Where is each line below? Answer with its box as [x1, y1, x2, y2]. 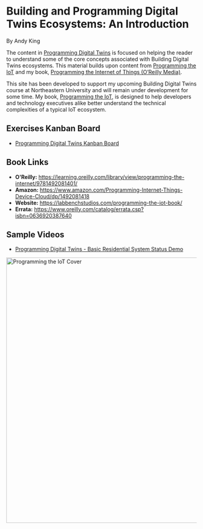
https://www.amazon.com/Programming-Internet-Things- [39, 186, 183, 194]
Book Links [6, 157, 49, 167]
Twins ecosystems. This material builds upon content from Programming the [6, 62, 196, 69]
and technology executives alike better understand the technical [6, 99, 166, 107]
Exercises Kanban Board [6, 123, 101, 134]
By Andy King [6, 37, 40, 44]
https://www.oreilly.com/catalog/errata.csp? [34, 205, 144, 213]
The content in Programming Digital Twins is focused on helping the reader [6, 49, 193, 56]
